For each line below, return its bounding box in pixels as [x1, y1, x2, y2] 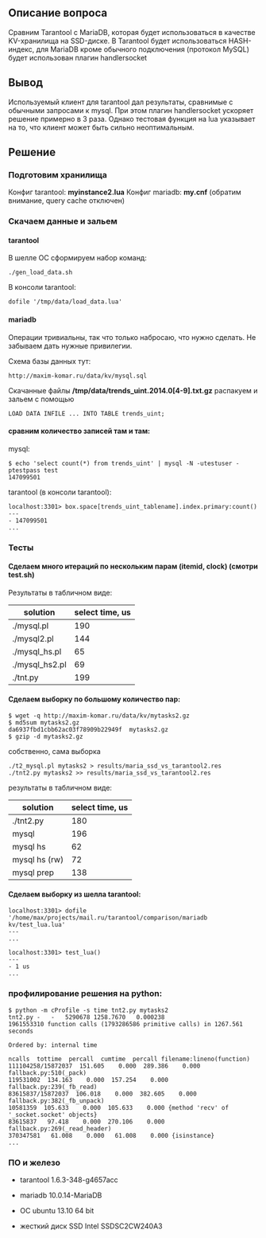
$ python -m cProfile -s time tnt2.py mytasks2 [8, 1006, 169, 1014]
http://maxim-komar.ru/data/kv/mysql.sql [8, 372, 148, 380]
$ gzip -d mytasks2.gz [8, 732, 83, 741]
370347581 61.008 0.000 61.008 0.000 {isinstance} [8, 1131, 215, 1139]
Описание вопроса [8, 6, 108, 20]
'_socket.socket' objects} [8, 1111, 98, 1119]
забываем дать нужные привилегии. [8, 341, 133, 350]
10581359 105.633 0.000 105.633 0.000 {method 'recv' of [8, 1103, 229, 1111]
